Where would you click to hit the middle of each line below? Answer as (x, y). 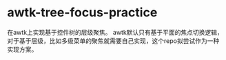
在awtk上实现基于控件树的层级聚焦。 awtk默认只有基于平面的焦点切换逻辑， (115, 32)
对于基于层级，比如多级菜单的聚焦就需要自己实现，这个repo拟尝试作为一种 (113, 41)
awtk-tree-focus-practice (82, 13)
